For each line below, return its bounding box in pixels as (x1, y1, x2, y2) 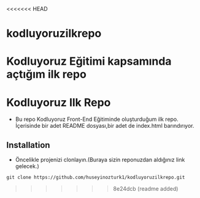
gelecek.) (15, 163, 40, 170)
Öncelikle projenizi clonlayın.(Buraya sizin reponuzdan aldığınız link (15, 156, 185, 164)
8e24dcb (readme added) (113, 185, 179, 193)
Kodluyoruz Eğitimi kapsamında (6, 54, 172, 68)
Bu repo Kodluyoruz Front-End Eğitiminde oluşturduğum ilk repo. (15, 116, 179, 123)
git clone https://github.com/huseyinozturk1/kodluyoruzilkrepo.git (6, 174, 185, 181)
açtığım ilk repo (6, 67, 87, 81)
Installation (6, 140, 50, 150)
